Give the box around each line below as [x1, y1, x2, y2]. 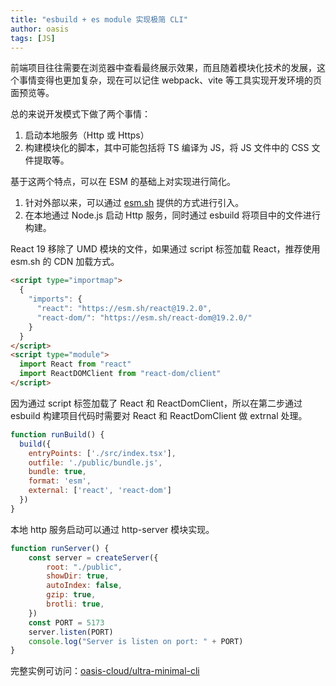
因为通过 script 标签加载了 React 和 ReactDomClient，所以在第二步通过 [10, 397, 303, 409]
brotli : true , [46, 599, 105, 609]
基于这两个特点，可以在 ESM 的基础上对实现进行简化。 [10, 176, 236, 188]
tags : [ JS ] [10, 33, 56, 43]
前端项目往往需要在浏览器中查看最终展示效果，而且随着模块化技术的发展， [10, 62, 317, 74]
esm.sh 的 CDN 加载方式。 [10, 256, 120, 268]
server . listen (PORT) [28, 627, 114, 637]
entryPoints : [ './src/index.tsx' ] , [28, 448, 177, 458]
